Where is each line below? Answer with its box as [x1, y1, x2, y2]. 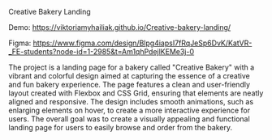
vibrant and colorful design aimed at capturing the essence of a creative [8, 71, 250, 80]
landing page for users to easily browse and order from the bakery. [8, 123, 233, 132]
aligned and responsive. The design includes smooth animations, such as [8, 97, 254, 106]
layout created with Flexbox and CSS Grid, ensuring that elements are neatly [8, 88, 264, 98]
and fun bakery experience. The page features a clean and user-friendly [8, 80, 250, 89]
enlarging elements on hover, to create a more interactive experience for [8, 105, 250, 115]
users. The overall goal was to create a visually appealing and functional [8, 114, 250, 124]
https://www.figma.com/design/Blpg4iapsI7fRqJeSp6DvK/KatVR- [32, 38, 253, 48]
